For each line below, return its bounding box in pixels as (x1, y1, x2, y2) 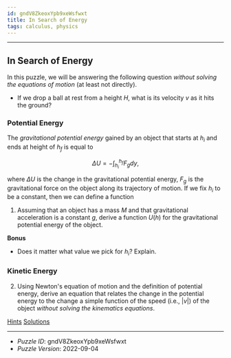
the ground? (16, 101, 52, 109)
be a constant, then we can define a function (7, 193, 134, 201)
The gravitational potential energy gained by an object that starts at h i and (7, 134, 218, 144)
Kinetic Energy (7, 266, 58, 276)
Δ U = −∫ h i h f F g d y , (91, 158, 140, 169)
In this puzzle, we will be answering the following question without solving (7, 73, 217, 81)
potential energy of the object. (16, 221, 103, 229)
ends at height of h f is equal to (7, 143, 93, 153)
